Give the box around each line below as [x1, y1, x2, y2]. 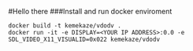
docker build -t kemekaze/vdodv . [8, 22, 122, 30]
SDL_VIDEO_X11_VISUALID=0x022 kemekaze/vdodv [8, 35, 160, 43]
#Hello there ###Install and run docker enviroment [8, 7, 173, 16]
